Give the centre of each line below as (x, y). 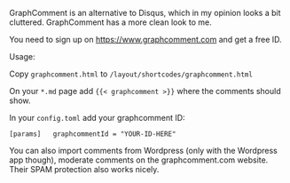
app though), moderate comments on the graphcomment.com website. (139, 160)
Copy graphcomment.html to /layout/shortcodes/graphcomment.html (131, 74)
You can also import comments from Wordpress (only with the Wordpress (143, 151)
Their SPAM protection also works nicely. (84, 169)
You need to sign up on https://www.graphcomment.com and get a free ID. (145, 40)
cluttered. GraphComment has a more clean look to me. (110, 22)
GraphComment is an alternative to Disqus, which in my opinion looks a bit (145, 13)
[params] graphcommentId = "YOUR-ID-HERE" (93, 134)
